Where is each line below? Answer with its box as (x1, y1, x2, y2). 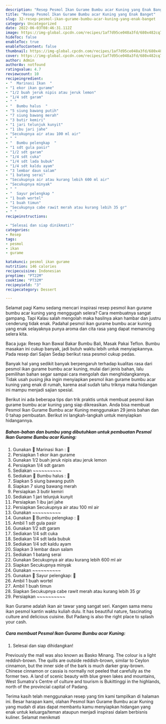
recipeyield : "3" (5, 282, 41, 287)
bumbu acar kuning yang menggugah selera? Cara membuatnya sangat (5, 310, 151, 316)
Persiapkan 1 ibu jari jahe (12, 499, 64, 505)
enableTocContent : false (5, 44, 57, 49)
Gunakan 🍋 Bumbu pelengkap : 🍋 (12, 515, 80, 521)
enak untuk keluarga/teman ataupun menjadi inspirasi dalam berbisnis (5, 709, 148, 715)
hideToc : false (5, 35, 37, 40)
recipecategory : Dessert (5, 287, 57, 292)
